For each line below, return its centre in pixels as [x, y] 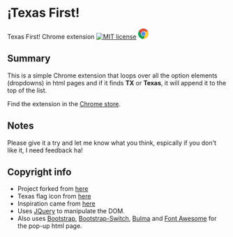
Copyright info [39, 172]
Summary [29, 58]
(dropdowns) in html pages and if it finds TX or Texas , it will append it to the [117, 82]
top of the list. [27, 90]
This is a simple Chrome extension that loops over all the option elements [112, 76]
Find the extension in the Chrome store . [64, 103]
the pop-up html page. [50, 226]
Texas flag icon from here [54, 196]
